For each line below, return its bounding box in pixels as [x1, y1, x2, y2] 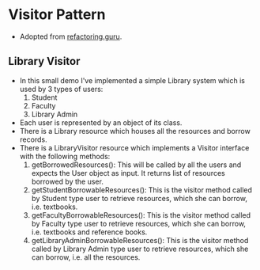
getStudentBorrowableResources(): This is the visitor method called [31, 184, 253, 195]
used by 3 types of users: [19, 84, 104, 93]
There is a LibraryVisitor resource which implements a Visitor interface [19, 143, 250, 152]
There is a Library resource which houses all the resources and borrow [19, 126, 251, 135]
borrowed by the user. [31, 177, 104, 186]
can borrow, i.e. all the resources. [31, 252, 141, 262]
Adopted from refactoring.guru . [19, 32, 122, 41]
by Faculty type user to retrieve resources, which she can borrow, [31, 219, 247, 228]
